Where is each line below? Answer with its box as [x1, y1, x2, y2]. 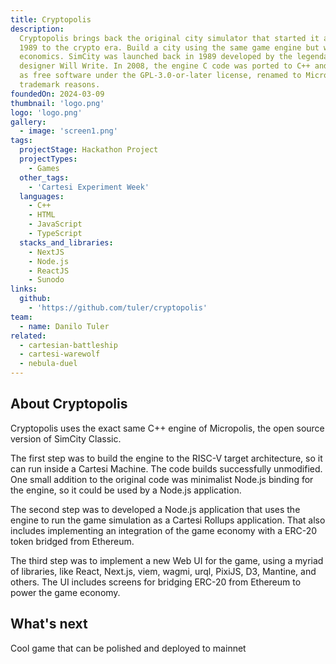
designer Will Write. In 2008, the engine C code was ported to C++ [19, 61, 311, 71]
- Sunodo [28, 275, 65, 285]
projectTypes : [19, 154, 78, 164]
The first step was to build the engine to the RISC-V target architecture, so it [10, 452, 323, 464]
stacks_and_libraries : [19, 237, 114, 248]
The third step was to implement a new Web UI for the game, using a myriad [10, 554, 324, 566]
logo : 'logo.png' [10, 107, 83, 118]
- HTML [28, 210, 56, 220]
